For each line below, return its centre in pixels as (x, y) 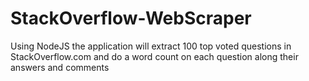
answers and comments (60, 67)
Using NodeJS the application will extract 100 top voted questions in (151, 46)
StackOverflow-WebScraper (131, 18)
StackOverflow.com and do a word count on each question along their (154, 56)
